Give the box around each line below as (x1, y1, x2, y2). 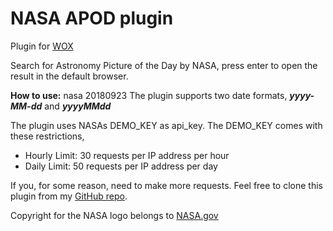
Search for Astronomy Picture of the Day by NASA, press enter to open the (10, 59, 318, 71)
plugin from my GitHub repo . (10, 190, 128, 202)
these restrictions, (10, 130, 85, 142)
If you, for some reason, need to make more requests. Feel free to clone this (10, 179, 323, 191)
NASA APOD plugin (10, 7, 174, 30)
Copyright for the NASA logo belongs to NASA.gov (10, 209, 219, 221)
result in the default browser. (10, 70, 129, 82)
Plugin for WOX (10, 40, 74, 52)
